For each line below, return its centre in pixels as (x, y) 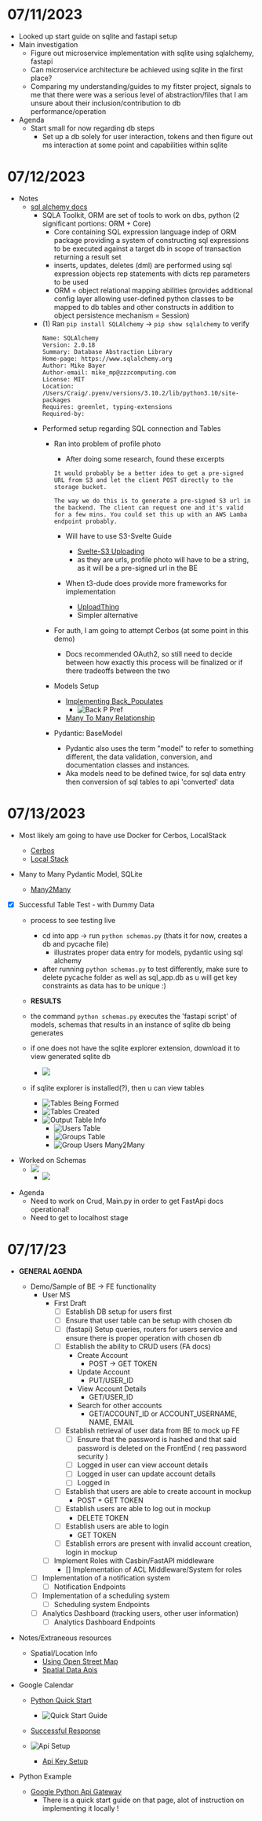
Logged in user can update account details (147, 1474)
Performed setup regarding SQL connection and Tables (131, 428)
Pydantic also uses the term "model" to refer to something (160, 748)
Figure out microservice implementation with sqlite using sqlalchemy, (142, 53)
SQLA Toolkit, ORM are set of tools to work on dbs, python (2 (141, 215)
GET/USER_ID (111, 1397)
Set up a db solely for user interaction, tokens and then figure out (147, 136)
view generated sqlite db (71, 1056)
